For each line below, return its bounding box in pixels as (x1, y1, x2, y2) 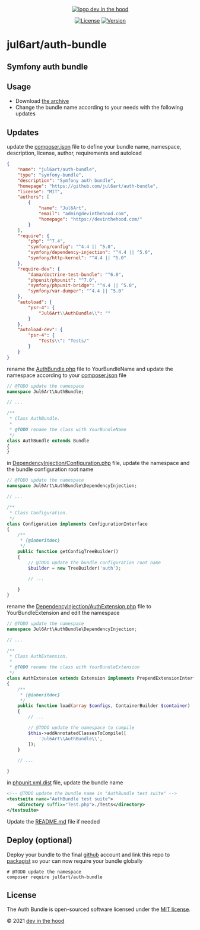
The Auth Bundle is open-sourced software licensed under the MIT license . (7, 906, 191, 913)
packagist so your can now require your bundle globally (7, 857, 143, 865)
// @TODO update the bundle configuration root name (28, 560, 161, 565)
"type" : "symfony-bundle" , (17, 172, 84, 178)
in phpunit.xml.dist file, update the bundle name (7, 779, 123, 786)
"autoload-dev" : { (17, 327, 63, 333)
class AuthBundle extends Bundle (7, 438, 90, 444)
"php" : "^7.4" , (28, 238, 66, 244)
